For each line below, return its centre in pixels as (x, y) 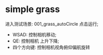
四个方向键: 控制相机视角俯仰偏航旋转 (51, 47)
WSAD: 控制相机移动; (34, 34)
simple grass (33, 9)
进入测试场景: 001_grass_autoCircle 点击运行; (52, 24)
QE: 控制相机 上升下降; (36, 41)
